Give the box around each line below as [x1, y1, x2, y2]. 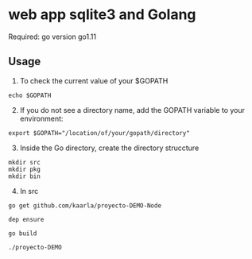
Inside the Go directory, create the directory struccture [19, 143, 200, 153]
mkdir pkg [8, 165, 41, 173]
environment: [19, 114, 64, 123]
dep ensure [8, 215, 45, 223]
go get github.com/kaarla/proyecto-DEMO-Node [8, 201, 161, 210]
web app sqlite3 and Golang [8, 6, 196, 24]
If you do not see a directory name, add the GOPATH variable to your [19, 105, 245, 114]
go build [8, 229, 37, 238]
